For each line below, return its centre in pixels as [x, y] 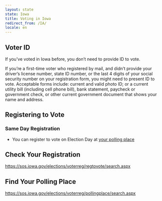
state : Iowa [17, 14]
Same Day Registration [33, 128]
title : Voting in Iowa [28, 18]
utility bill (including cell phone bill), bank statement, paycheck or [70, 89]
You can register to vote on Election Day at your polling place [73, 139]
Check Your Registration [43, 155]
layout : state [19, 9]
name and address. [24, 99]
